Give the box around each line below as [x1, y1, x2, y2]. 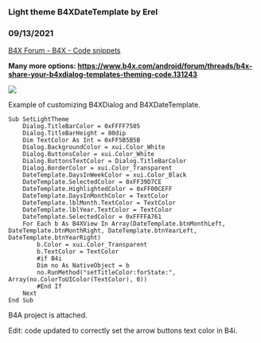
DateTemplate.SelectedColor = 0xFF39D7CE [22, 178, 162, 186]
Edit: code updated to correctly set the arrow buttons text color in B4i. [8, 325, 238, 336]
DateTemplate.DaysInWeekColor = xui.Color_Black [22, 171, 187, 179]
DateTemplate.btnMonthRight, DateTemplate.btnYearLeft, [8, 227, 197, 235]
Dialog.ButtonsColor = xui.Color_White [22, 150, 155, 158]
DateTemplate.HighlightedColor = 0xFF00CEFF [22, 185, 173, 193]
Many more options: [8, 61, 76, 71]
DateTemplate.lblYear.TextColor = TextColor [22, 206, 173, 214]
